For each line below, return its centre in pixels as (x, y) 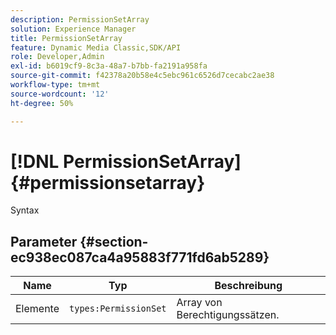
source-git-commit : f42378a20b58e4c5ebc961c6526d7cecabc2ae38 (142, 76)
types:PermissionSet (118, 309)
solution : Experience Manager (73, 29)
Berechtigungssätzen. (228, 315)
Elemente (37, 309)
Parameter (44, 241)
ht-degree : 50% (42, 103)
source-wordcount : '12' (60, 94)
